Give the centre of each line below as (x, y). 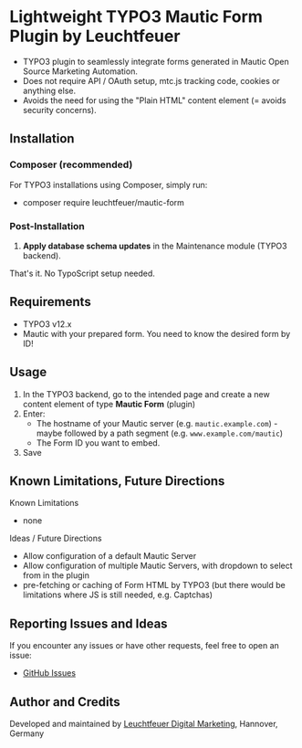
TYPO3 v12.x (47, 324)
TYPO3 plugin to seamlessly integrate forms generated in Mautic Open (156, 61)
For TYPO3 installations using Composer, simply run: (109, 184)
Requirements (50, 302)
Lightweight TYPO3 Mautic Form (136, 17)
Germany (27, 733)
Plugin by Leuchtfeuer (95, 36)
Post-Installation (47, 226)
